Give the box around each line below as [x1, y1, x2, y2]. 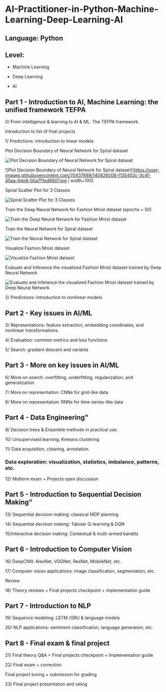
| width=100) [67, 178, 94, 184]
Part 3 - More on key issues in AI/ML [5, 361, 119, 370]
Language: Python [5, 34, 63, 42]
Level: [5, 51, 25, 59]
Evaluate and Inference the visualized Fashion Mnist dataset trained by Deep [5, 265, 162, 271]
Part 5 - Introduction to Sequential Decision [5, 490, 142, 499]
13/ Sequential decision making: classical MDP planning [5, 511, 119, 517]
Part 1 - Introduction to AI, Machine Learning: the [5, 98, 159, 106]
